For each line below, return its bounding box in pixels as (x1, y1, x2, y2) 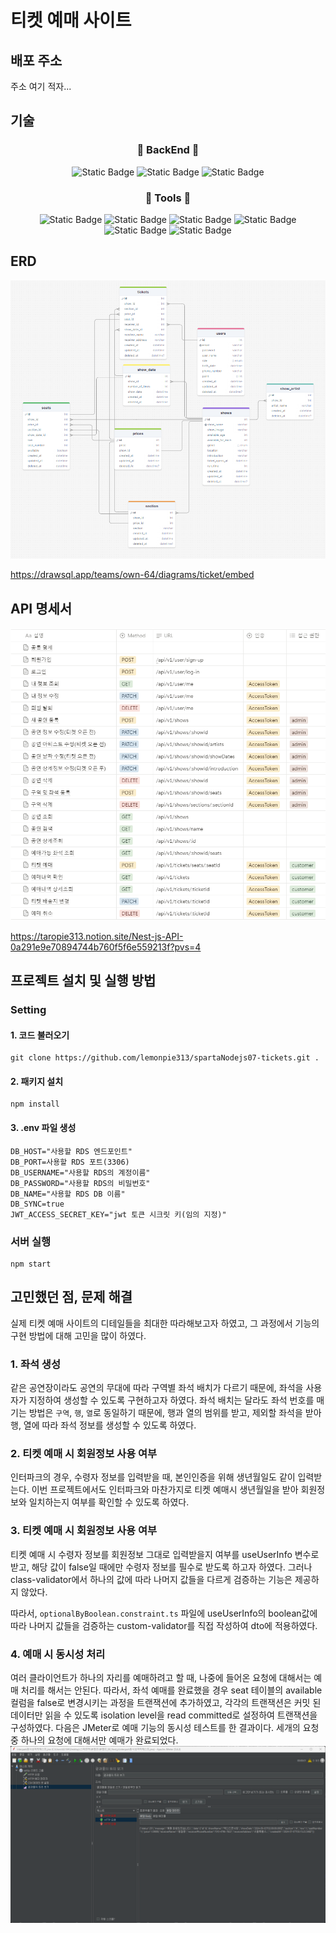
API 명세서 (10, 600, 73, 617)
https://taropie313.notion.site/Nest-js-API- (10, 930, 184, 942)
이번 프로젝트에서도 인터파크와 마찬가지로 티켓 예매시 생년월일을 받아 (31, 1484, 299, 1496)
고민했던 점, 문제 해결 (10, 1289, 133, 1306)
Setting (10, 1002, 47, 1016)
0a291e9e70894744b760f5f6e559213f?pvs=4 (10, 941, 202, 953)
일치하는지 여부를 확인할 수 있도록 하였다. (28, 1496, 190, 1508)
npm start (10, 1259, 52, 1269)
